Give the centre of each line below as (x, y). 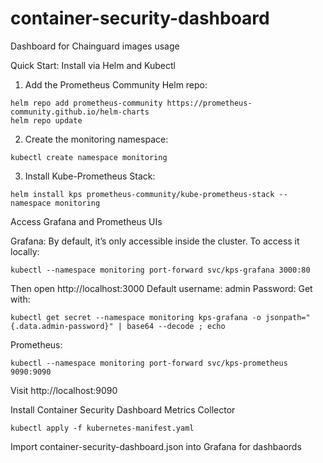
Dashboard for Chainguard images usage (95, 46)
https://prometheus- (209, 103)
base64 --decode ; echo (176, 326)
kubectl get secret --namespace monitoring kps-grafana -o (136, 317)
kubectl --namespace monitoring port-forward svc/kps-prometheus (149, 363)
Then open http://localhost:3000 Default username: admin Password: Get (161, 288)
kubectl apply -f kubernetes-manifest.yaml (102, 428)
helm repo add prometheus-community (86, 103)
